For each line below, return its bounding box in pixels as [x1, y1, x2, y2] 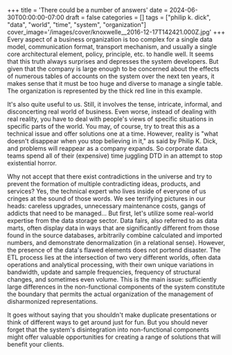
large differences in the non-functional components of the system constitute [7, 283, 225, 291]
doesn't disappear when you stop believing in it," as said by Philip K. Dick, [7, 137, 218, 145]
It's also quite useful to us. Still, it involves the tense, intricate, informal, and [7, 100, 222, 108]
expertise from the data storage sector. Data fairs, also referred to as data [7, 217, 218, 224]
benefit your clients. [7, 340, 64, 348]
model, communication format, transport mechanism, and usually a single [7, 43, 217, 51]
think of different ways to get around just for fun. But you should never [7, 318, 208, 326]
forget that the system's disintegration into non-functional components [7, 325, 210, 334]
